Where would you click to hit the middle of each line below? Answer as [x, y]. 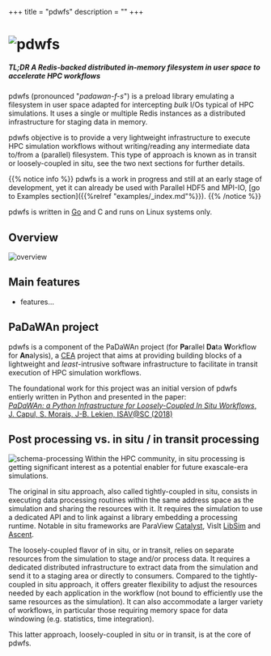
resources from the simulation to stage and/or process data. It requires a [129, 559]
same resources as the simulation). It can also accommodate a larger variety [136, 602]
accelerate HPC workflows [55, 75]
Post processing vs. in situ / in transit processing [134, 439]
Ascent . [21, 535]
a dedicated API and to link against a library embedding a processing [123, 518]
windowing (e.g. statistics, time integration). [81, 619]
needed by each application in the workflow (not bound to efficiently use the [136, 593]
